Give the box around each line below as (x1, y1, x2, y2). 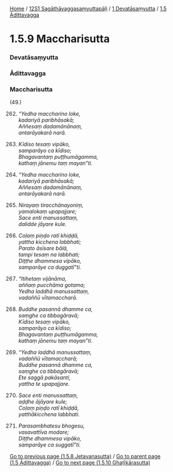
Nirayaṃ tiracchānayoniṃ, (18, 202, 84, 209)
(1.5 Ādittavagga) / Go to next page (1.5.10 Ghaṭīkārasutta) (9, 459, 150, 466)
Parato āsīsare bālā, (18, 245, 69, 252)
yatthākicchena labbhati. (18, 411, 80, 418)
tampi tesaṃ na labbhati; (18, 251, 80, 258)
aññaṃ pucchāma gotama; (18, 282, 85, 289)
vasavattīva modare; (18, 429, 69, 436)
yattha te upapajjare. (18, 380, 70, 388)
